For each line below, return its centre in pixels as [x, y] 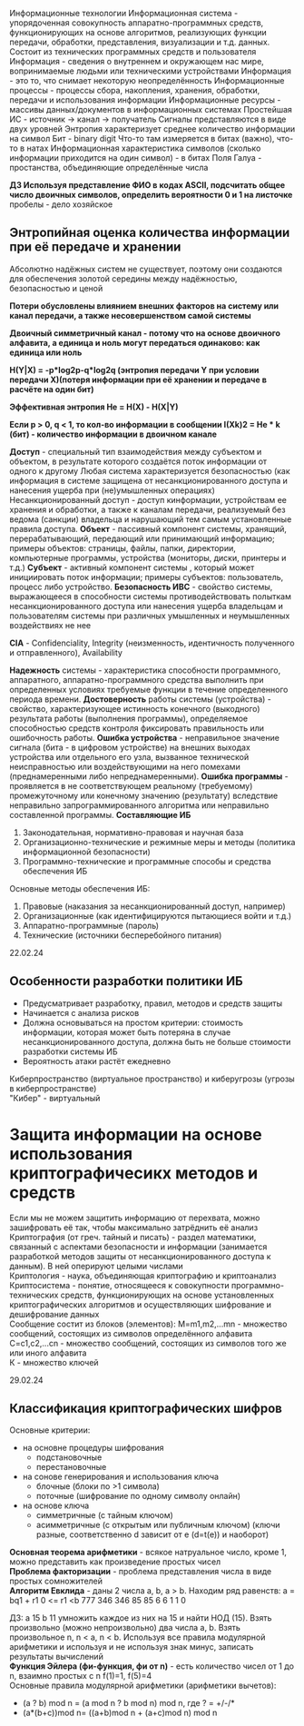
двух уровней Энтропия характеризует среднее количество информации [152, 129]
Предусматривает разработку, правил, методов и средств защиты [152, 1003]
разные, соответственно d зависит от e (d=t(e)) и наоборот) [152, 1534]
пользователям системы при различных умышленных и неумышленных [150, 616]
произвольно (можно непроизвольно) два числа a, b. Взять [125, 1628]
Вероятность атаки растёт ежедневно [96, 1060]
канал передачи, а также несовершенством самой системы [130, 315]
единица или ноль [46, 352]
